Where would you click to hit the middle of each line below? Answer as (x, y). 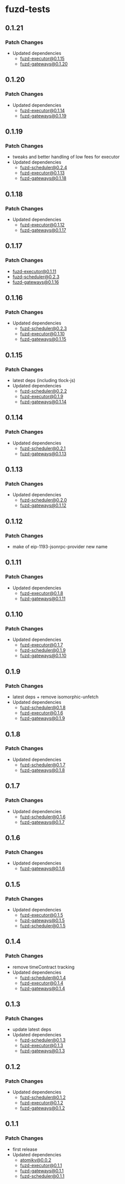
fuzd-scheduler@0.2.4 (43, 168)
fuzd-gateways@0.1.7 (42, 822)
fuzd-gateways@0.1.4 (42, 988)
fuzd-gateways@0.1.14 (43, 402)
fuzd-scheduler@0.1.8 (43, 708)
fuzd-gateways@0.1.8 (42, 770)
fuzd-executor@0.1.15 (42, 58)
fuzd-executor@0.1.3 (42, 1045)
